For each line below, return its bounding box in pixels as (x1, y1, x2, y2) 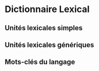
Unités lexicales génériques (5, 40, 94, 49)
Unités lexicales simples (5, 24, 83, 32)
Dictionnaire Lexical (5, 4, 90, 15)
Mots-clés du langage (5, 58, 75, 66)
